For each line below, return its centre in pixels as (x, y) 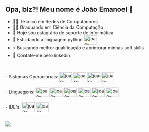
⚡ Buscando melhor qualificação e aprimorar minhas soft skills (78, 48)
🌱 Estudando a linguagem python (47, 39)
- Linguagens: (20, 92)
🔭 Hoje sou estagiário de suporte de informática (63, 32)
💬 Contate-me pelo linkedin (41, 55)
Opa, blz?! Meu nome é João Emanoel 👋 (69, 9)
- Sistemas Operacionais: (32, 77)
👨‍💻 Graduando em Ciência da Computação (58, 27)
